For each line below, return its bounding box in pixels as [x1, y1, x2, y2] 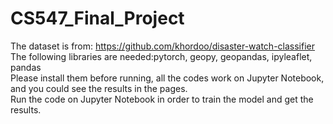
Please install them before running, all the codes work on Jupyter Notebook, [10, 72, 325, 84]
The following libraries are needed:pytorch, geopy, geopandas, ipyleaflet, [10, 50, 313, 62]
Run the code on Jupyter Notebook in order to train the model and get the [10, 93, 314, 105]
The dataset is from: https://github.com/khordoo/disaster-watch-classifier [10, 40, 316, 52]
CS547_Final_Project [10, 7, 185, 30]
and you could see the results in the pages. [10, 82, 188, 94]
